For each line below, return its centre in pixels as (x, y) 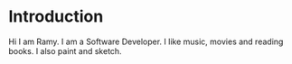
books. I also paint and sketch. (66, 50)
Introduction (56, 17)
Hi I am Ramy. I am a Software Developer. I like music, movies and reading (146, 41)
